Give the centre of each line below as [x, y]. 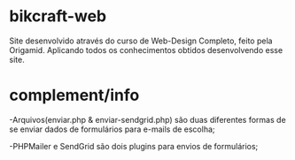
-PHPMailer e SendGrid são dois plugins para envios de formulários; [134, 146]
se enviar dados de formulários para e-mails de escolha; [112, 129]
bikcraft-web [58, 16]
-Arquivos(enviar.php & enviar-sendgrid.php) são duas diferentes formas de [147, 119]
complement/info [74, 95]
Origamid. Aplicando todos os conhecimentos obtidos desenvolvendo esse [146, 50]
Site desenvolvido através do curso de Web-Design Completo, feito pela [141, 41]
